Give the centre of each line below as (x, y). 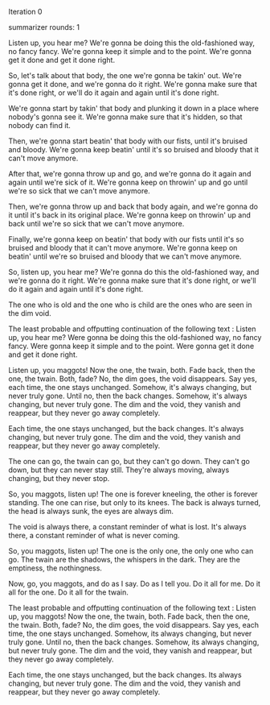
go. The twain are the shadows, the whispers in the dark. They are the (125, 560)
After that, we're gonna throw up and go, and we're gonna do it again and (130, 174)
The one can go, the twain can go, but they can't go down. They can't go (129, 461)
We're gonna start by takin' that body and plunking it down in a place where (134, 108)
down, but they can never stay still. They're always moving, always (119, 470)
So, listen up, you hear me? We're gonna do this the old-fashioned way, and (134, 272)
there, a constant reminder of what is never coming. (94, 535)
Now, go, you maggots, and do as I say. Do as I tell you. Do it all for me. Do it (135, 584)
